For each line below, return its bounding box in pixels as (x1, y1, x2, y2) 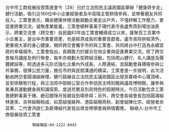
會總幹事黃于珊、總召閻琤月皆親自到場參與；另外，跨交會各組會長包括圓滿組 (5, 93, 164, 98)
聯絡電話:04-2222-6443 (32, 122, 77, 127)
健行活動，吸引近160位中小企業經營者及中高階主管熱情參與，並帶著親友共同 (5, 11, 162, 17)
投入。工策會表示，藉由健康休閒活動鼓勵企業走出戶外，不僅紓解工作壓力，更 (5, 17, 164, 23)
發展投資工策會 (9, 111, 41, 117)
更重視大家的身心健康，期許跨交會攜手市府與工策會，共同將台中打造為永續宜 (5, 42, 164, 48)
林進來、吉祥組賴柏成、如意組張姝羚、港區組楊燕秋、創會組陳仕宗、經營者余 (5, 99, 164, 105)
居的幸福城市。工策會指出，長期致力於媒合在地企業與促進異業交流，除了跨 (5, 48, 159, 54)
